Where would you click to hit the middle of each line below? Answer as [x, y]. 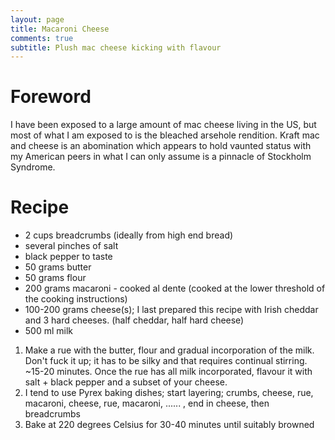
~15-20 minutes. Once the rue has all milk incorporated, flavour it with [168, 372]
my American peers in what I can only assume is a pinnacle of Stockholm [161, 157]
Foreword [51, 97]
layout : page [37, 19]
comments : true [42, 38]
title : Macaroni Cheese [60, 29]
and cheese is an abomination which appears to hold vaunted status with [161, 146]
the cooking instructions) [76, 299]
